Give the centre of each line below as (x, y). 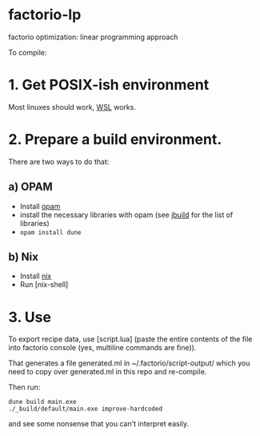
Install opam (40, 206)
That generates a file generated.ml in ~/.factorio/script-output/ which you (129, 363)
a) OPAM (31, 187)
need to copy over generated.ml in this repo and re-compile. (108, 372)
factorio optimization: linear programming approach (93, 37)
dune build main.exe (43, 402)
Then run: (24, 387)
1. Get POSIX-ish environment (109, 85)
